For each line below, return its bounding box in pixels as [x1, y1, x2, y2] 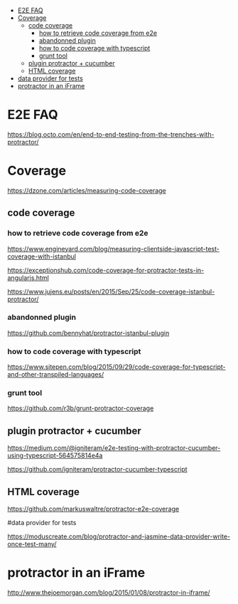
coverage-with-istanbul [7, 252, 77, 261]
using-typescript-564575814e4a [7, 452, 103, 460]
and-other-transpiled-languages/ [7, 370, 104, 379]
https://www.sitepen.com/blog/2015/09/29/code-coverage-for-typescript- [7, 363, 226, 371]
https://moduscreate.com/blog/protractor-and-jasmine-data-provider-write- [7, 532, 231, 541]
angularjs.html [7, 274, 50, 282]
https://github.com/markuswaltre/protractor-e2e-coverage [7, 505, 180, 514]
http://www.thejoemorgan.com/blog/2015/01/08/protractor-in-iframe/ [7, 588, 211, 597]
